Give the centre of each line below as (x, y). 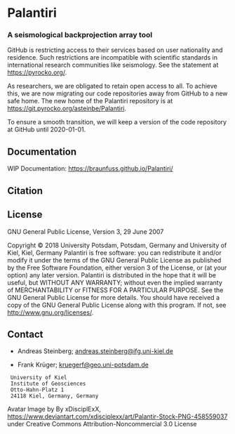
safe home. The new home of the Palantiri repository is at (90, 101)
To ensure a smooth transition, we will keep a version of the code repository (117, 122)
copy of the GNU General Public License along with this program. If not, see (117, 305)
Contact (25, 334)
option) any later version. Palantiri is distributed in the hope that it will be (112, 275)
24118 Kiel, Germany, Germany (54, 396)
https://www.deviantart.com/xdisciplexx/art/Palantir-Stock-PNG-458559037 (117, 416)
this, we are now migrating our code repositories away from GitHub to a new (117, 93)
